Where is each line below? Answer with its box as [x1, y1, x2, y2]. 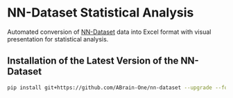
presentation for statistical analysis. [7, 35, 109, 43]
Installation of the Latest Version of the [7, 55, 179, 67]
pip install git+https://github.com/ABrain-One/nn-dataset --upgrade [7, 84, 213, 91]
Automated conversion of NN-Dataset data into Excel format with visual [7, 28, 212, 36]
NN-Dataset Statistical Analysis [7, 5, 194, 21]
